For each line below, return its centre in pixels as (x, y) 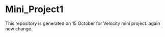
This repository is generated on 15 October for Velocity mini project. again (83, 23)
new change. (19, 28)
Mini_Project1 (34, 9)
